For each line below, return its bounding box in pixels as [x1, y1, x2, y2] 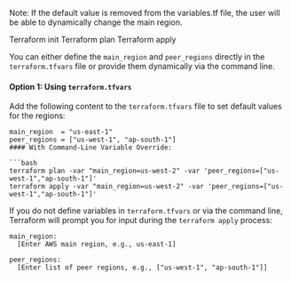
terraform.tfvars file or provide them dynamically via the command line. [9, 61, 275, 71]
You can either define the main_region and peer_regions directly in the [9, 52, 265, 61]
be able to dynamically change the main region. [9, 17, 183, 28]
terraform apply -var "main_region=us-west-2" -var [9, 182, 204, 191]
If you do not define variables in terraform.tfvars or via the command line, [9, 205, 284, 216]
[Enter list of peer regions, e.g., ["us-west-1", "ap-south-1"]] [17, 263, 268, 272]
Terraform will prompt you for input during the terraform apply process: [9, 215, 272, 226]
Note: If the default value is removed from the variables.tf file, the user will [9, 8, 281, 18]
